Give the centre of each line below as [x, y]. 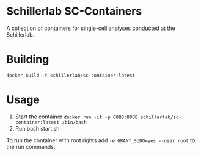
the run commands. [31, 146]
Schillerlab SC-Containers [74, 11]
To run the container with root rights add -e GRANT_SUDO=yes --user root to [101, 140]
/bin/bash [74, 122]
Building [28, 59]
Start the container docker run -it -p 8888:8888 [76, 117]
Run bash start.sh [37, 128]
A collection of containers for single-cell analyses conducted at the [91, 28]
